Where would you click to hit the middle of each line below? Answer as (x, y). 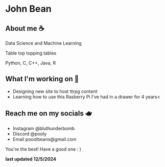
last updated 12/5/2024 (31, 159)
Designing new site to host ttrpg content (55, 91)
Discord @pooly (30, 134)
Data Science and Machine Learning (43, 43)
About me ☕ (25, 28)
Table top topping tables (31, 53)
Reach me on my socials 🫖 (49, 114)
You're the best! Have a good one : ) (43, 149)
